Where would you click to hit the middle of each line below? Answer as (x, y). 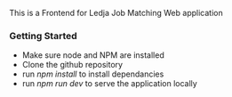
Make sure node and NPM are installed (93, 55)
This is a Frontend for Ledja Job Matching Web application (116, 13)
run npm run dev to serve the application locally (109, 84)
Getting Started (43, 36)
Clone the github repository (72, 65)
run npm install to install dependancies (93, 74)
